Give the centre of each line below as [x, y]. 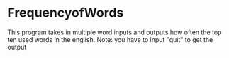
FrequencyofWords [66, 13]
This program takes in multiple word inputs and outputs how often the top [114, 32]
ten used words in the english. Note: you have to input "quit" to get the [110, 39]
